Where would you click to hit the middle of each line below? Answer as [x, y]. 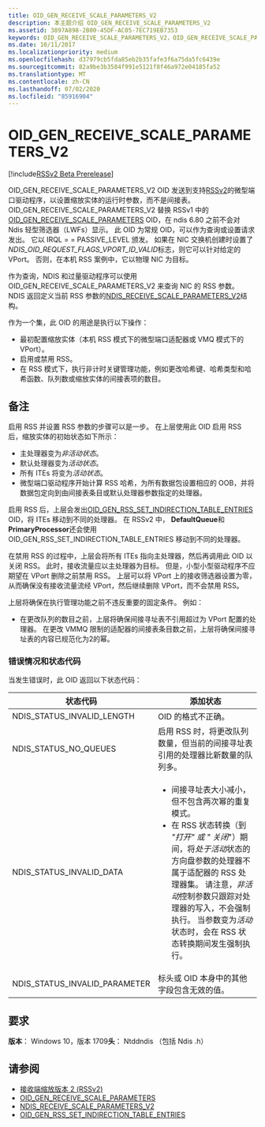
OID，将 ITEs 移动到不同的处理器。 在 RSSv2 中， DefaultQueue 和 [116, 519]
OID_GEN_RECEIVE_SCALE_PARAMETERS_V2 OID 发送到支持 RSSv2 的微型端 [132, 190]
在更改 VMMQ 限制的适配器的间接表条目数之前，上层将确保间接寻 [149, 629]
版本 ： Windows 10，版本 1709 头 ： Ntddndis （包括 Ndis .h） [108, 1041]
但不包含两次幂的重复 [211, 802]
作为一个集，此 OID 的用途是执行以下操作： [78, 323]
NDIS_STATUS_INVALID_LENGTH [74, 716]
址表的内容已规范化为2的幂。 [67, 639]
